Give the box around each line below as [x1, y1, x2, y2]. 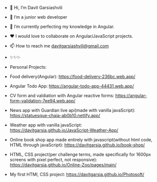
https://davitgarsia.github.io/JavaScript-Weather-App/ [9, 128, 118, 133]
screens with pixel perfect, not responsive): [9, 157, 97, 162]
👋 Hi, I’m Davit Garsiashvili [9, 5, 63, 10]
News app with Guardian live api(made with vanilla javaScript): [9, 107, 135, 113]
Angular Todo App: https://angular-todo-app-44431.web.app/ [9, 83, 135, 89]
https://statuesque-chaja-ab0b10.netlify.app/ [9, 113, 100, 118]
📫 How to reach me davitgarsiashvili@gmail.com [9, 43, 109, 49]
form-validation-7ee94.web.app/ [9, 98, 76, 104]
